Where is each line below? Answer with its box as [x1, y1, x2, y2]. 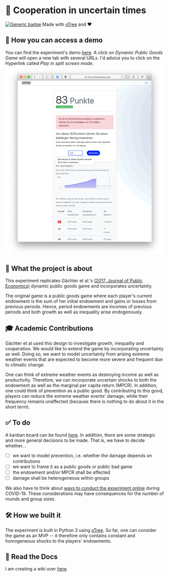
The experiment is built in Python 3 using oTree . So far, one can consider [5, 527, 157, 533]
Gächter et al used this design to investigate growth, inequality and [5, 340, 144, 346]
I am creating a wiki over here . [5, 566, 68, 572]
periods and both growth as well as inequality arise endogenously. [5, 309, 143, 315]
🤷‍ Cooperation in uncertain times [5, 5, 146, 16]
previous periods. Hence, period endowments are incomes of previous [5, 303, 152, 309]
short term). [5, 403, 30, 409]
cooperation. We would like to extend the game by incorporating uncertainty [5, 345, 164, 351]
